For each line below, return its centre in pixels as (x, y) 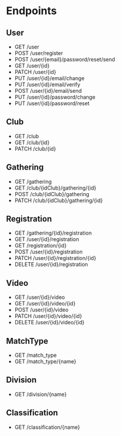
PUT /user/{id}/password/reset (52, 103)
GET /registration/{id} (41, 246)
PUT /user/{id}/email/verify (47, 84)
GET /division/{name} (41, 394)
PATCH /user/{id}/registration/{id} (55, 258)
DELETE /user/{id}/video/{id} (50, 323)
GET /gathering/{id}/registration (53, 233)
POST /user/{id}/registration (48, 252)
